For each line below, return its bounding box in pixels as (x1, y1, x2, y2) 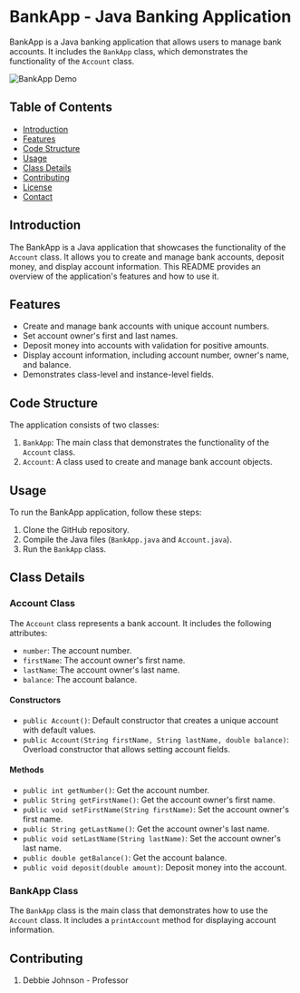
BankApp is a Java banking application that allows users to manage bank (9, 36, 283, 47)
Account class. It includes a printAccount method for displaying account (9, 915, 276, 926)
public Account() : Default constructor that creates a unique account (22, 714, 279, 725)
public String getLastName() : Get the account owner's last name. (22, 823, 270, 834)
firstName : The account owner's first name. (22, 654, 186, 665)
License (22, 182, 53, 192)
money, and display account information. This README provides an (9, 261, 261, 271)
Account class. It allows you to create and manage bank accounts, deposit (9, 251, 285, 262)
